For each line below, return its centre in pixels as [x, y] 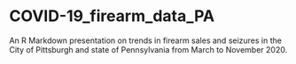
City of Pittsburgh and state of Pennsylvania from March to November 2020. [148, 49]
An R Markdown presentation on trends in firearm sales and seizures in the [145, 40]
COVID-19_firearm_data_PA [112, 16]
